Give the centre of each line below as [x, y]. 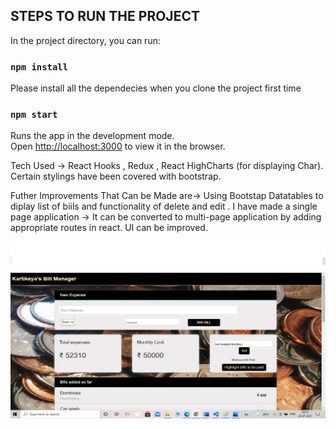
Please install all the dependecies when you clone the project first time [156, 88]
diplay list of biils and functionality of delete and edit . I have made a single [164, 206]
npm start [34, 115]
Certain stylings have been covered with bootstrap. [116, 176]
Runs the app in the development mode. [92, 136]
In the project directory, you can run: [85, 40]
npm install [39, 67]
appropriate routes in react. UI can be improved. [109, 228]
